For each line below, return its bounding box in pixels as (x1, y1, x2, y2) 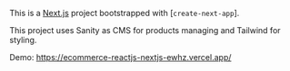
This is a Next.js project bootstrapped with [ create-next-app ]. (9, 8, 240, 18)
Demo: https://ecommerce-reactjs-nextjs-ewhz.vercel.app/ (9, 52, 232, 62)
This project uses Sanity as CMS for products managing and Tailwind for (9, 25, 281, 35)
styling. (9, 35, 37, 45)
